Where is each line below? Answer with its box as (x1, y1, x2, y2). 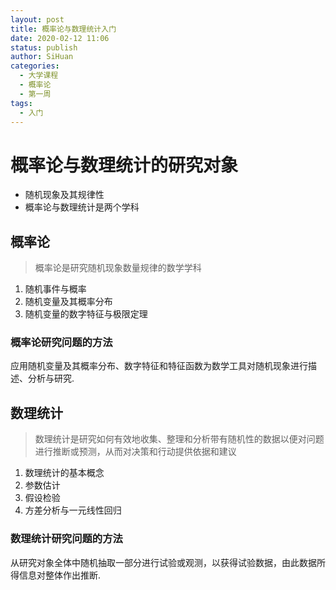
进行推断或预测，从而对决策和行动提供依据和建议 (34, 446, 237, 458)
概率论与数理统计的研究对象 (10, 154, 239, 176)
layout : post (10, 14, 65, 25)
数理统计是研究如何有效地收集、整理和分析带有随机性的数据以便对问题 (34, 433, 325, 445)
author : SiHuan (10, 52, 74, 62)
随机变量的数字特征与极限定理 (24, 308, 148, 320)
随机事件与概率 (24, 283, 87, 295)
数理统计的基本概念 (24, 467, 105, 479)
